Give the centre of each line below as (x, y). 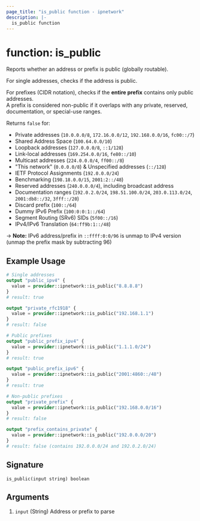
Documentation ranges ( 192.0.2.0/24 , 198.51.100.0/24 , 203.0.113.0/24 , (104, 192)
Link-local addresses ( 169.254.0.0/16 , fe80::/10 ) (75, 154)
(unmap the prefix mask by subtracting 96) (59, 242)
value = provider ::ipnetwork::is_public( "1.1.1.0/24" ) (81, 347)
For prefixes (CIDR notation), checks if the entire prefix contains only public (100, 92)
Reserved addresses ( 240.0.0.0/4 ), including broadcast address (94, 186)
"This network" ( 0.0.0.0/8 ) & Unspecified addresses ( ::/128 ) (90, 167)
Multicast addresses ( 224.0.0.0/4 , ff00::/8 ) (69, 160)
